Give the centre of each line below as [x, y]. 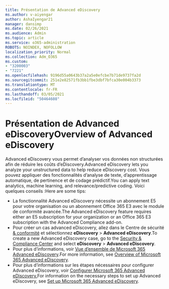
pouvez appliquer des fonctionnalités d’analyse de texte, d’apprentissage [81, 175]
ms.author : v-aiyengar [29, 15]
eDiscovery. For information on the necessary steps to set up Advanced [87, 276]
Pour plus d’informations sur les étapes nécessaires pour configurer [83, 265]
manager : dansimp [23, 24]
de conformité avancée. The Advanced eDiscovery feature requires [82, 211]
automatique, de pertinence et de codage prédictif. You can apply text [77, 180]
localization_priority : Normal [38, 52]
